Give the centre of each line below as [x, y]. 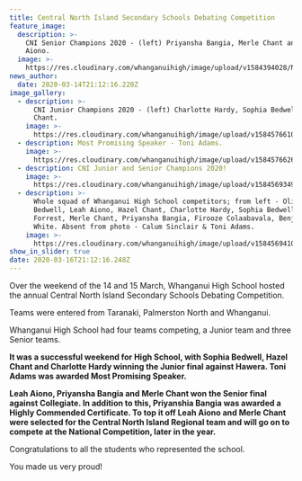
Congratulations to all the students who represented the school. [127, 449]
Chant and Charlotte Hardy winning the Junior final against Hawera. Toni [147, 366]
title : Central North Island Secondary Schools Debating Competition [142, 18]
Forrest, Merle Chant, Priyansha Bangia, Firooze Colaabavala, [154, 218]
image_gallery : [38, 93]
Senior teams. [35, 339]
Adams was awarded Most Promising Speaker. [98, 376]
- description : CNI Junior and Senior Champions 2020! [122, 168]
